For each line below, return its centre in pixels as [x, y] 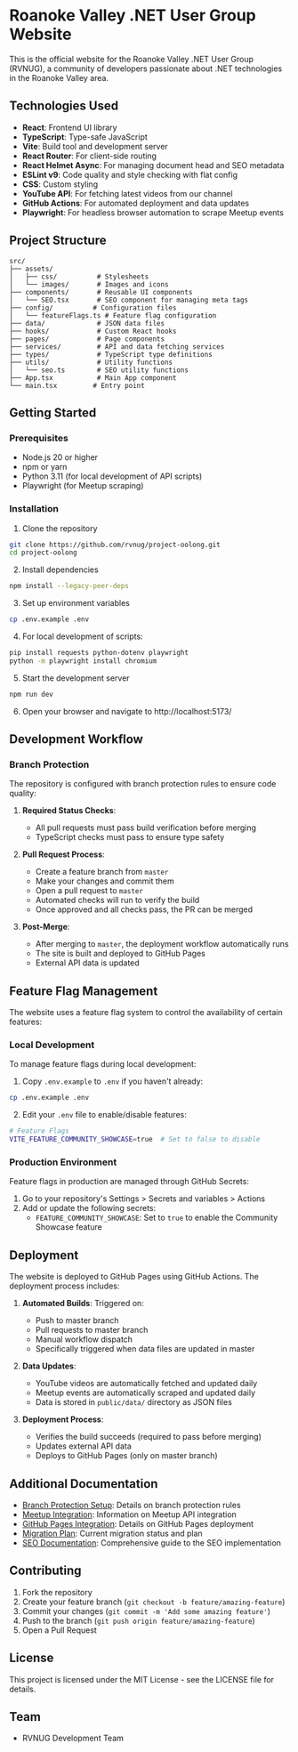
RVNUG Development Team [73, 1738]
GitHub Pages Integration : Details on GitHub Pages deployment [138, 1524]
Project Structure [58, 241]
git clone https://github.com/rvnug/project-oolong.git [115, 545]
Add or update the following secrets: [89, 1208]
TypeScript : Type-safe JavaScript [85, 137]
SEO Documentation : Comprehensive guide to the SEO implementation [152, 1543]
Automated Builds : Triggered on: [83, 1304]
